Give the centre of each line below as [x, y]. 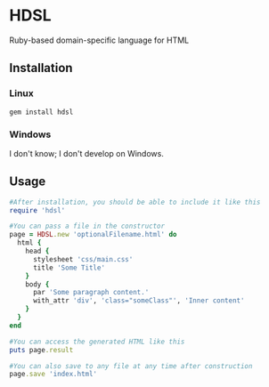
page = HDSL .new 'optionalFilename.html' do [93, 235]
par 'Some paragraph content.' [91, 293]
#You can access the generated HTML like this [97, 342]
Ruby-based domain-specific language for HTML [99, 40]
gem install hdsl [41, 112]
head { [37, 251]
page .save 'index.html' [53, 375]
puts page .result [41, 350]
